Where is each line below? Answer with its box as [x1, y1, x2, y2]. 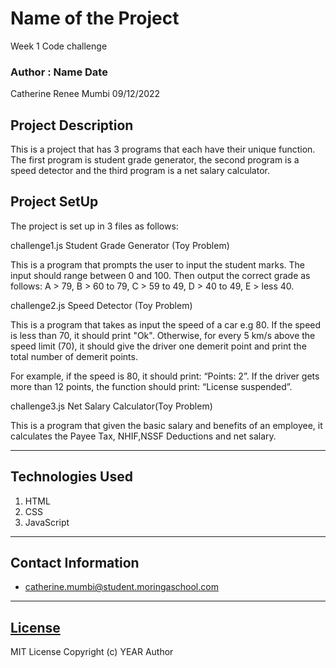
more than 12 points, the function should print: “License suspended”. [10, 380, 293, 392]
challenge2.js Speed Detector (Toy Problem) [10, 299, 193, 311]
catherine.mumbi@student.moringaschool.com [24, 581, 219, 593]
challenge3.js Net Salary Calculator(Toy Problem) [10, 400, 213, 412]
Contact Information [10, 555, 140, 572]
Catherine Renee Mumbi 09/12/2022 [10, 88, 161, 100]
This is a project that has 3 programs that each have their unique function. [10, 143, 316, 156]
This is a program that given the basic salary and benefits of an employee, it [10, 419, 323, 431]
